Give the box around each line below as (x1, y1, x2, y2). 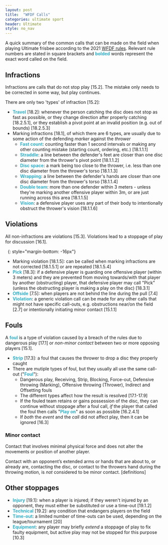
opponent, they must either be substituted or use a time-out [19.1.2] (12, 502, 152, 508)
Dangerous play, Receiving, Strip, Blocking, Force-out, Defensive (20, 376, 154, 382)
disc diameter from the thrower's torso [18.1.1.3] (20, 167, 118, 174)
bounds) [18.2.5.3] (12, 125, 51, 131)
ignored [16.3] (20, 419, 49, 425)
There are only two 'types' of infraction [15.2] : (5, 99, 100, 105)
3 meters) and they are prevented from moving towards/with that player (12, 274, 160, 280)
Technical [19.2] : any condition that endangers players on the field (12, 508, 150, 514)
